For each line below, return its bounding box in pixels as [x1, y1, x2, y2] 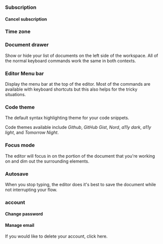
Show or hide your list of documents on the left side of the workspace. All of [5, 52, 159, 58]
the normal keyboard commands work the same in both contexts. [5, 58, 136, 64]
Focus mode [5, 142, 35, 148]
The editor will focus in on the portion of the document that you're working [5, 153, 155, 159]
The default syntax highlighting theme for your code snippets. [5, 115, 129, 121]
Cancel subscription [5, 16, 47, 22]
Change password [5, 211, 43, 217]
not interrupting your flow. [5, 187, 58, 193]
